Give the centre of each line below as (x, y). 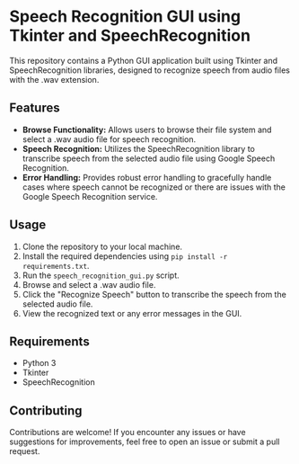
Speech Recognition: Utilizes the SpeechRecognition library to (139, 148)
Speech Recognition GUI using (125, 17)
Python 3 (39, 363)
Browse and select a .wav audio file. (89, 284)
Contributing (46, 410)
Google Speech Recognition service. (90, 196)
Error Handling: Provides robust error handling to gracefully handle (147, 177)
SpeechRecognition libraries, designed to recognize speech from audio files (149, 70)
